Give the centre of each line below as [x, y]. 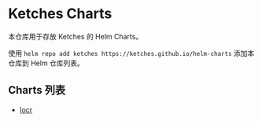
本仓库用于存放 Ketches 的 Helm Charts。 [76, 36]
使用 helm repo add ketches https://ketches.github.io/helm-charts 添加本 [131, 53]
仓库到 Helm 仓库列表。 [46, 63]
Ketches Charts [60, 14]
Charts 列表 [37, 90]
